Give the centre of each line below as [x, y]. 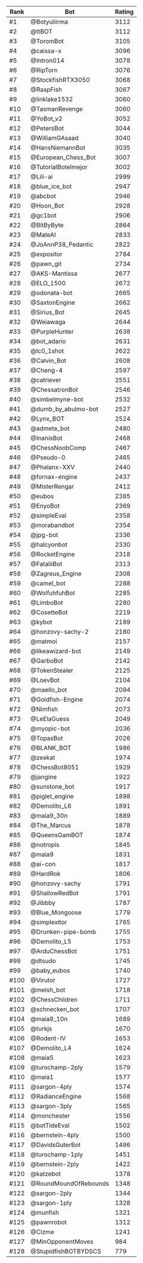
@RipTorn [44, 70]
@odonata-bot [52, 293]
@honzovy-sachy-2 [60, 632]
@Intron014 [47, 60]
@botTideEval [50, 1125]
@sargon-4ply [52, 1087]
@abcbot [43, 196]
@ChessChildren [54, 999]
